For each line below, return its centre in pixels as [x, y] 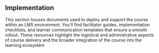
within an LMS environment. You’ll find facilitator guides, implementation [77, 25]
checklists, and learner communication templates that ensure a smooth [76, 30]
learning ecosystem [25, 45]
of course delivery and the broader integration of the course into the [73, 40]
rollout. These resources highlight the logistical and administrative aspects [79, 35]
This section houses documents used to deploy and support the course [77, 19]
